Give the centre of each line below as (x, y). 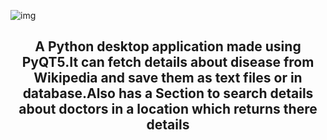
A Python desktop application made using (168, 46)
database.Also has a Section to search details (168, 93)
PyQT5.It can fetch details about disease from (168, 62)
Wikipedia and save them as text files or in (168, 78)
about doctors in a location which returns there (168, 109)
